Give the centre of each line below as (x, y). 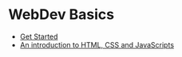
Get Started (39, 36)
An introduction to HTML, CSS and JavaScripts (97, 44)
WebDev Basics (61, 15)
